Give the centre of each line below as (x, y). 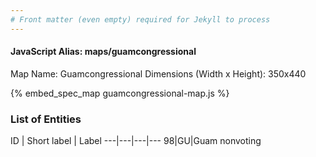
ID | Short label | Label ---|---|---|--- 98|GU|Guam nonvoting (136, 141)
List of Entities (46, 119)
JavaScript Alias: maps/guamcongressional (103, 52)
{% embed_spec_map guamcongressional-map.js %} (120, 93)
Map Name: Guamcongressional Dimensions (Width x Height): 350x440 (158, 73)
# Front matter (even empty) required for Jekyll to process (140, 19)
